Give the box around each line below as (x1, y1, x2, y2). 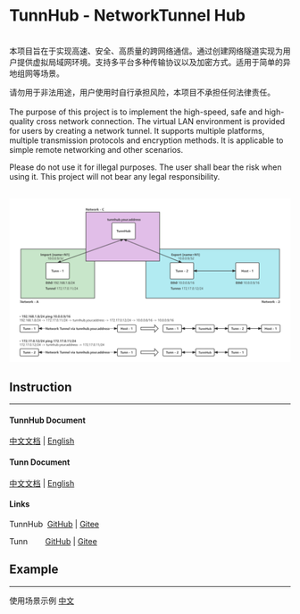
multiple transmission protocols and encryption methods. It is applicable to (9, 135, 284, 146)
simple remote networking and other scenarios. (9, 144, 184, 155)
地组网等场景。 (9, 68, 64, 79)
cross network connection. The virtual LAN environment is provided (36, 115, 286, 126)
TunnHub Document (9, 415, 87, 425)
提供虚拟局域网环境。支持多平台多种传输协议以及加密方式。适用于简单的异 (16, 56, 291, 67)
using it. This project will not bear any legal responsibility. (9, 171, 221, 181)
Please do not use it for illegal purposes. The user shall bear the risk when (9, 162, 283, 172)
